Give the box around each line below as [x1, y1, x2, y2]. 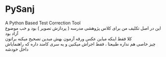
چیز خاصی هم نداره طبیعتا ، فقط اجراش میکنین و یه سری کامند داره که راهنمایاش [5, 41, 156, 47]
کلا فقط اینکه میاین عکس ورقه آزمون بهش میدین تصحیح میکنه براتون [5, 36, 132, 42]
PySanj [5, 3, 35, 15]
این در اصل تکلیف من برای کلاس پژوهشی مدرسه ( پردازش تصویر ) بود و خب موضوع [5, 25, 161, 31]
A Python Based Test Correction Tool [5, 20, 81, 26]
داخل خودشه [5, 46, 29, 52]
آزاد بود [5, 30, 19, 36]
